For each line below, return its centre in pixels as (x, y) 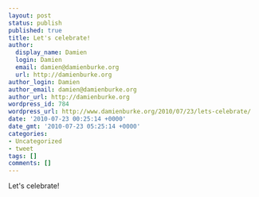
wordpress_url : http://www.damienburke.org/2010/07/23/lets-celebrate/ (129, 112)
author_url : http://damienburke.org (69, 97)
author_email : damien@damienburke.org (73, 89)
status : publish (35, 23)
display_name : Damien (51, 52)
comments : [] (30, 164)
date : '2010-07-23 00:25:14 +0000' (67, 119)
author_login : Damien (44, 82)
